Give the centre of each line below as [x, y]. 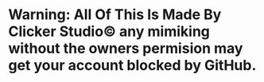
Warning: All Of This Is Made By [115, 15]
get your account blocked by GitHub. [132, 66]
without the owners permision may [126, 49]
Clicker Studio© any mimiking [109, 31]
